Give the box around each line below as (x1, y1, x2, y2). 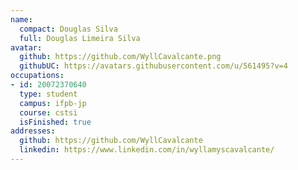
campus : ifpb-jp (19, 98, 87, 108)
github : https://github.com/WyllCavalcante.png (19, 52, 222, 62)
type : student (19, 89, 78, 99)
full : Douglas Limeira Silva (19, 33, 141, 43)
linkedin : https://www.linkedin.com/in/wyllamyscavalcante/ (19, 145, 275, 155)
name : (10, 14, 33, 25)
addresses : (10, 126, 56, 136)
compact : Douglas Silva (19, 24, 118, 34)
